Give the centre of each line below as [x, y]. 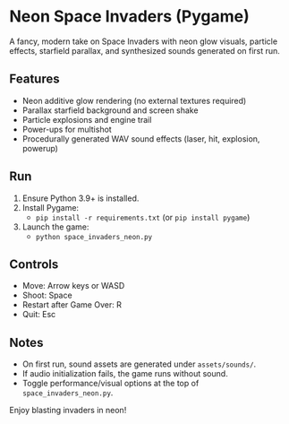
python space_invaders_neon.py [94, 237]
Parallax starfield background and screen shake [110, 110]
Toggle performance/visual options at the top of [110, 384]
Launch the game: [55, 227]
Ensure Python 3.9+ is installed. [81, 198]
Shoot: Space [47, 295]
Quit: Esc [39, 315]
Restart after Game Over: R [72, 305]
